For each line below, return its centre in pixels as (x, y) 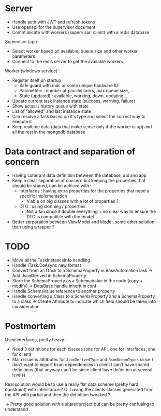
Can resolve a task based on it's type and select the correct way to (79, 116)
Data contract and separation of (70, 152)
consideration (26, 306)
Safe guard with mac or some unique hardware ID (69, 85)
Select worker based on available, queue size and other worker (75, 51)
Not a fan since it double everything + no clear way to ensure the (91, 211)
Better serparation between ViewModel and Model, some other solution (83, 222)
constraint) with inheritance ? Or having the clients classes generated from (79, 389)
